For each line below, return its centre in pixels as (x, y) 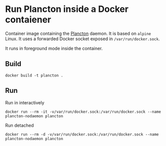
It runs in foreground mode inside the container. (54, 48)
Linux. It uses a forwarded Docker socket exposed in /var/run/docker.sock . (83, 39)
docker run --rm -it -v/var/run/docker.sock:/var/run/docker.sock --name (83, 112)
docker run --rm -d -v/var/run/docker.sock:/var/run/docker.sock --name (82, 134)
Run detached (19, 125)
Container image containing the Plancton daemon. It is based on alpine (78, 33)
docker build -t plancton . (34, 75)
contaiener (28, 20)
